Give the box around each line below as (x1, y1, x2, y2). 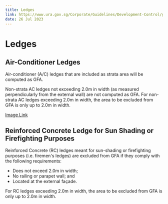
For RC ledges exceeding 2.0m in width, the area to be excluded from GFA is (5, 188, 162, 194)
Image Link (5, 112, 28, 118)
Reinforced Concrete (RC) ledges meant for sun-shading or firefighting (5, 147, 151, 153)
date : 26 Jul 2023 (5, 16, 43, 21)
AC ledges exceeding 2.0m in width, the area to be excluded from (18, 97, 153, 103)
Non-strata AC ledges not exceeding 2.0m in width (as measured (5, 86, 139, 92)
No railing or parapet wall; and (12, 173, 75, 179)
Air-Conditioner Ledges (5, 58, 80, 66)
